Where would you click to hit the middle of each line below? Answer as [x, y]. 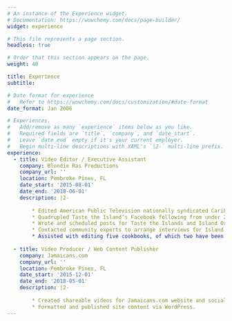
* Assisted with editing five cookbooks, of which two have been [128, 236]
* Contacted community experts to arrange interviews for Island [128, 230]
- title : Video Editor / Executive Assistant [80, 159]
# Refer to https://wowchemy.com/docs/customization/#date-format [108, 102]
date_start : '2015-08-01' [57, 185]
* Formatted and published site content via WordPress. [114, 307]
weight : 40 [23, 64]
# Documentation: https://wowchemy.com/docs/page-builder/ [94, 20]
